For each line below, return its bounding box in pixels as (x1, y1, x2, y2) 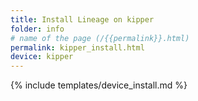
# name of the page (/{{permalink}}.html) (10, 33, 190, 43)
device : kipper (10, 52, 74, 62)
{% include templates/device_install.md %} (10, 79, 188, 91)
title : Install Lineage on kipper (10, 14, 155, 25)
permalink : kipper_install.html (10, 42, 145, 53)
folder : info (10, 24, 65, 34)
